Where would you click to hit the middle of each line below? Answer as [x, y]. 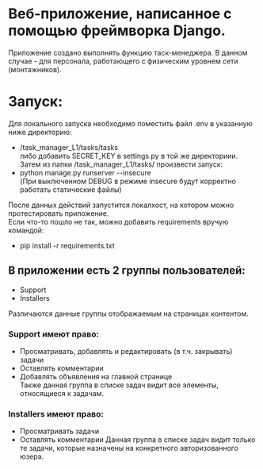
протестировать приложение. [59, 213]
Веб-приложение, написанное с [120, 14]
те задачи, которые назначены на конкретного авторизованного [129, 448]
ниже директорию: [40, 132]
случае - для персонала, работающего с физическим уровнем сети [124, 61]
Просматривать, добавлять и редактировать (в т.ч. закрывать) [126, 351]
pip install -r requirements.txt [67, 245]
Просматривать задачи [59, 431]
